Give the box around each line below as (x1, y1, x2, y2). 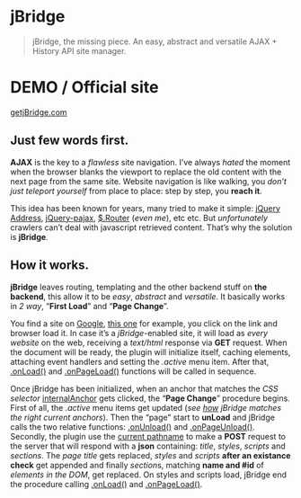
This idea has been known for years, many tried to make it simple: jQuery (10, 202, 281, 213)
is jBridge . (10, 231, 49, 242)
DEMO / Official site (10, 77, 160, 98)
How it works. (10, 258, 89, 273)
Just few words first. (10, 133, 129, 148)
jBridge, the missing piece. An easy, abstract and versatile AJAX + (31, 36, 278, 47)
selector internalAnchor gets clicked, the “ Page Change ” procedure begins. (10, 393, 290, 404)
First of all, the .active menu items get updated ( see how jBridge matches (10, 402, 282, 413)
